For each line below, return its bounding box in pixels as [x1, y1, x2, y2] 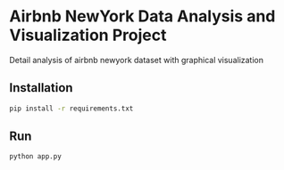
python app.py [9, 152, 63, 161]
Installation [9, 80, 73, 95]
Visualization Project [9, 25, 167, 45]
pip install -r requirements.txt [9, 104, 134, 113]
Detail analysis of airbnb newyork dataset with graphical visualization [9, 54, 264, 65]
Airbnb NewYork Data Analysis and [9, 6, 276, 27]
